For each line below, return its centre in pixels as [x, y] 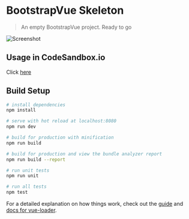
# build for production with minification [60, 138]
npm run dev [21, 127]
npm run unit [22, 176]
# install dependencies [36, 105]
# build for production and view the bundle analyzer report [84, 154]
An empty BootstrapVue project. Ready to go [76, 27]
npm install [21, 110]
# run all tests [26, 187]
